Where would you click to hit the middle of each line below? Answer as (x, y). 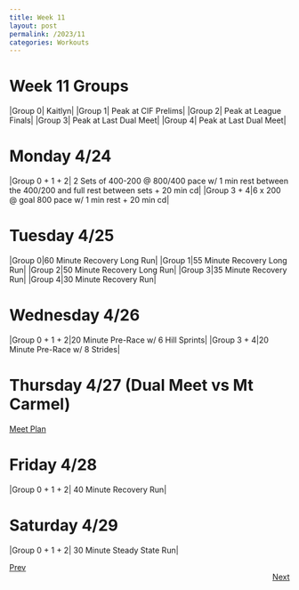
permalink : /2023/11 (48, 34)
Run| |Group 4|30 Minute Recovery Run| (83, 279)
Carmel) (40, 404)
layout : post (33, 26)
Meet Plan (28, 429)
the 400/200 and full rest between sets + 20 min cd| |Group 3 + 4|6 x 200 (145, 190)
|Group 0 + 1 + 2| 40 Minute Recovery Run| (88, 489)
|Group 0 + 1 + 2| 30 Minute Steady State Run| (94, 550)
